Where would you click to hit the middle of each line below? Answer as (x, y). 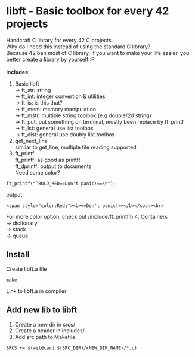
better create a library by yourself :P (51, 59)
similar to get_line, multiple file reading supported (75, 147)
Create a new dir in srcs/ (45, 324)
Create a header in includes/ (50, 331)
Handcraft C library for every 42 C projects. (60, 40)
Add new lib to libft (42, 310)
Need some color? (37, 172)
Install (18, 254)
